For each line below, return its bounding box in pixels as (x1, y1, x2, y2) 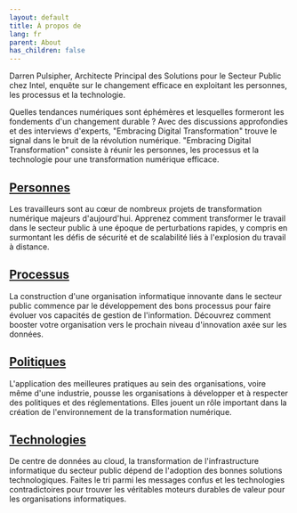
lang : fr (9, 29, 42, 38)
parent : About (9, 37, 62, 47)
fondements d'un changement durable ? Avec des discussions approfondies (9, 117, 289, 127)
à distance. (9, 241, 51, 252)
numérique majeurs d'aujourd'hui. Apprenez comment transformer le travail (9, 213, 286, 224)
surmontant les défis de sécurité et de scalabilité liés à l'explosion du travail (9, 232, 286, 242)
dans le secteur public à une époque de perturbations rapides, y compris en (9, 222, 288, 232)
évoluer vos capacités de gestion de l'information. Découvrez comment (9, 309, 271, 321)
